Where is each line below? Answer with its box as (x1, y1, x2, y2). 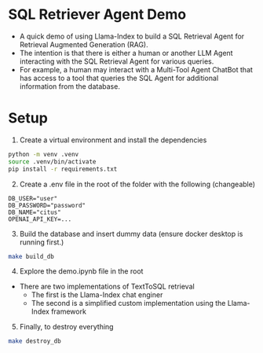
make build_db (8, 252, 55, 260)
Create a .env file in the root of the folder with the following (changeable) (19, 179, 256, 189)
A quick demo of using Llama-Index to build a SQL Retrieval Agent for (19, 31, 245, 41)
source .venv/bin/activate (8, 157, 97, 166)
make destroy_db (8, 337, 61, 345)
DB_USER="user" (8, 194, 58, 202)
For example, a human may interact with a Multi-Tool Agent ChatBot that (19, 64, 254, 74)
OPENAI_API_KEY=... (8, 215, 72, 223)
